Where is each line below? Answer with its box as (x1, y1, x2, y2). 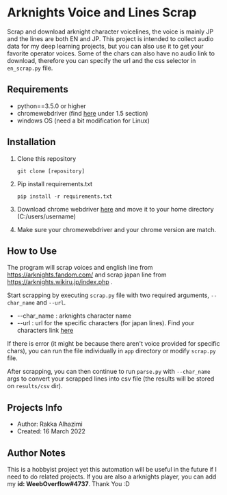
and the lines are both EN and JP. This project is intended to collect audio (7, 34, 214, 42)
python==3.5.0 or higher (16, 101, 87, 110)
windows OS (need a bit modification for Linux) (16, 116, 150, 125)
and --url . (36, 299, 66, 307)
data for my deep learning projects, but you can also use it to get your (7, 42, 204, 50)
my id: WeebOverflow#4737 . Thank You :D (7, 480, 130, 487)
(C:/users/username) (16, 212, 77, 220)
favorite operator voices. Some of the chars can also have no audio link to (7, 49, 215, 58)
